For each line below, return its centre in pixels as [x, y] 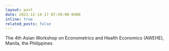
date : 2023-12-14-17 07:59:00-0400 [43, 14]
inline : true [19, 19]
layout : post [19, 10]
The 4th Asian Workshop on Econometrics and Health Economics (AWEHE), [85, 38]
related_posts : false [28, 24]
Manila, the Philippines [29, 43]
